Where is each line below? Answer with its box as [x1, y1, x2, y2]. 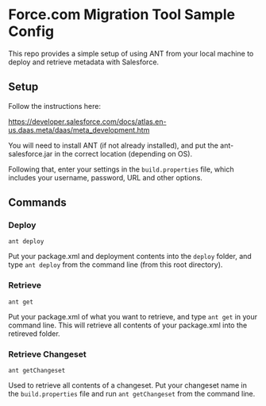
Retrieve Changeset [8, 348, 87, 359]
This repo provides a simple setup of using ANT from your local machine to [8, 48, 254, 58]
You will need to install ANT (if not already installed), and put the [8, 141, 218, 150]
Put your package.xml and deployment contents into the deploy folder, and [8, 252, 252, 261]
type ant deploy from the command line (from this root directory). [8, 260, 223, 269]
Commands [8, 196, 67, 210]
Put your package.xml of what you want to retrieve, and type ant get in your [8, 311, 258, 321]
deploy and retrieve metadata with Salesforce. [8, 57, 160, 67]
